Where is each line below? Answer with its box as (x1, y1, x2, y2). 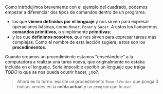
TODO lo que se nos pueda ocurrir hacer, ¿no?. (5, 69, 100, 75)
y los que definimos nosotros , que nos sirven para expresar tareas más (12, 34, 157, 40)
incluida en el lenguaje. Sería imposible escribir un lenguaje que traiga (5, 64, 145, 70)
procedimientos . (12, 45, 46, 50)
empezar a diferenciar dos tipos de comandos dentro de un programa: (5, 9, 146, 15)
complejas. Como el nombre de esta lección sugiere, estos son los (12, 39, 145, 45)
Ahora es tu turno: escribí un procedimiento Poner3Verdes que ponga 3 (17, 78, 159, 84)
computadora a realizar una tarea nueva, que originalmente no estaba (5, 59, 145, 64)
